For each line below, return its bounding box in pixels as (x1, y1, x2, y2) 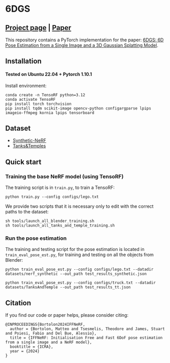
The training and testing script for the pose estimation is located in (5, 246, 145, 253)
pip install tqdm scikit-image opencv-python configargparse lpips (5, 105, 152, 111)
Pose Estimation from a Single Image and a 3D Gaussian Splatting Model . (5, 42, 159, 48)
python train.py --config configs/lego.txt (5, 194, 99, 200)
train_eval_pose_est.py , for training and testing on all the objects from (5, 252, 154, 258)
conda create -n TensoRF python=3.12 (5, 92, 86, 97)
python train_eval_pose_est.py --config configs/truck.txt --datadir (5, 281, 156, 286)
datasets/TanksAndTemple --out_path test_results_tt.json (5, 285, 131, 290)
